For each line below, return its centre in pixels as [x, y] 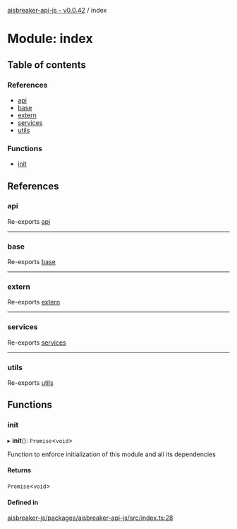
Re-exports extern [34, 302]
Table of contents [47, 65]
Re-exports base [32, 262]
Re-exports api [29, 221]
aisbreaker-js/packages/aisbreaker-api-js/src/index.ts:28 [90, 518]
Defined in [23, 502]
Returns [19, 470]
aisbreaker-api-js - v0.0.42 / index [57, 10]
